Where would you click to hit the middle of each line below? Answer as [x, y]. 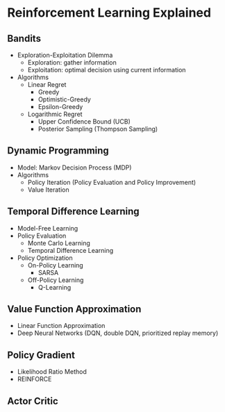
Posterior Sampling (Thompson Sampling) [98, 129]
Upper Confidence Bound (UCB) [84, 122]
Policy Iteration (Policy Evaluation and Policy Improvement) [112, 182]
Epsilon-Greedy [60, 107]
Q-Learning [55, 287]
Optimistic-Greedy [65, 99]
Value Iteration [48, 190]
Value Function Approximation [74, 310]
